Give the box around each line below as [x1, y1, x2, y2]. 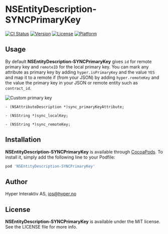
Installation [5, 135, 41, 144]
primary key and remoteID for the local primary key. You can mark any [5, 63, 149, 69]
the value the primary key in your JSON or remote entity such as [5, 79, 138, 85]
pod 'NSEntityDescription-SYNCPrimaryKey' [5, 163, 95, 168]
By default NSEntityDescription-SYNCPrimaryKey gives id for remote [5, 58, 152, 64]
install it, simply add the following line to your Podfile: [5, 154, 115, 160]
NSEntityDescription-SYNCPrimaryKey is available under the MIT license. [5, 218, 160, 224]
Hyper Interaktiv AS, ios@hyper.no [5, 191, 77, 197]
